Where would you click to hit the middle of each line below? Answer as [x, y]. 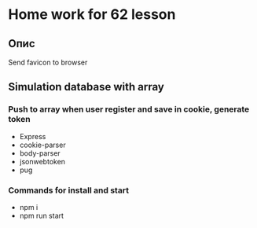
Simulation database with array [86, 87]
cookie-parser [42, 145]
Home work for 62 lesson [92, 15]
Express [33, 136]
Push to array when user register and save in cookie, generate [129, 109]
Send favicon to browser [48, 62]
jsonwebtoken [42, 161]
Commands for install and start [69, 190]
